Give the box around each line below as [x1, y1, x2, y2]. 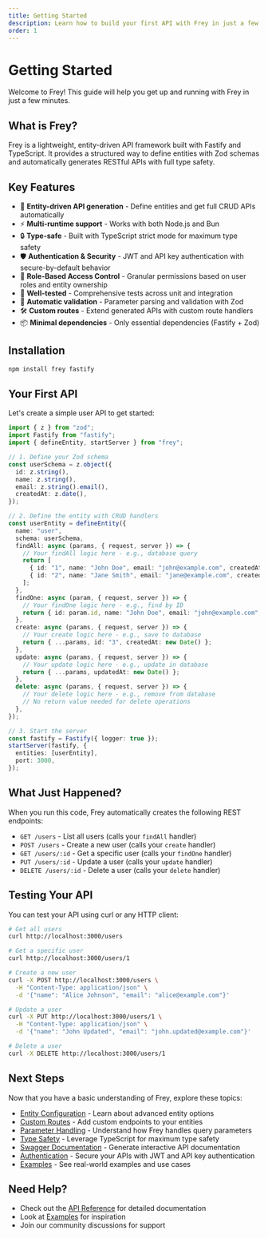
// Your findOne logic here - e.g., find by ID [22, 601, 183, 609]
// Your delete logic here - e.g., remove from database [22, 690, 216, 699]
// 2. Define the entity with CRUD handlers [8, 512, 159, 520]
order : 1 [8, 26, 37, 34]
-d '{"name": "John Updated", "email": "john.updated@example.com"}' [15, 1028, 251, 1036]
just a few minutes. [8, 96, 70, 105]
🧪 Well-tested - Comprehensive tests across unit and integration [19, 288, 234, 298]
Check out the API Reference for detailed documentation [19, 1204, 207, 1213]
